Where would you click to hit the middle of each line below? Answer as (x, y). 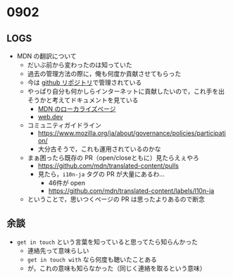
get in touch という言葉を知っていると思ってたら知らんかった (107, 242)
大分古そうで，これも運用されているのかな (99, 149)
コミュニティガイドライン (64, 125)
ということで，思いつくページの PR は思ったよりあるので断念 (116, 199)
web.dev (50, 117)
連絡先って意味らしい (58, 250)
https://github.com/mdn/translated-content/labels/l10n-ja (131, 191)
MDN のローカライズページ (77, 109)
